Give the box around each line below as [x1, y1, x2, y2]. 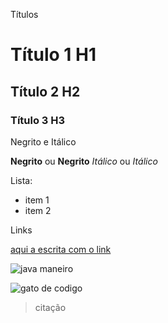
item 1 [24, 194, 50, 206]
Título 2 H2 [10, 83, 81, 100]
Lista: [10, 174, 33, 186]
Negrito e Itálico [10, 135, 77, 148]
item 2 [24, 204, 52, 216]
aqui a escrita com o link [10, 243, 112, 255]
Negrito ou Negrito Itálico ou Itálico [10, 155, 158, 167]
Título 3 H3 [10, 113, 66, 127]
